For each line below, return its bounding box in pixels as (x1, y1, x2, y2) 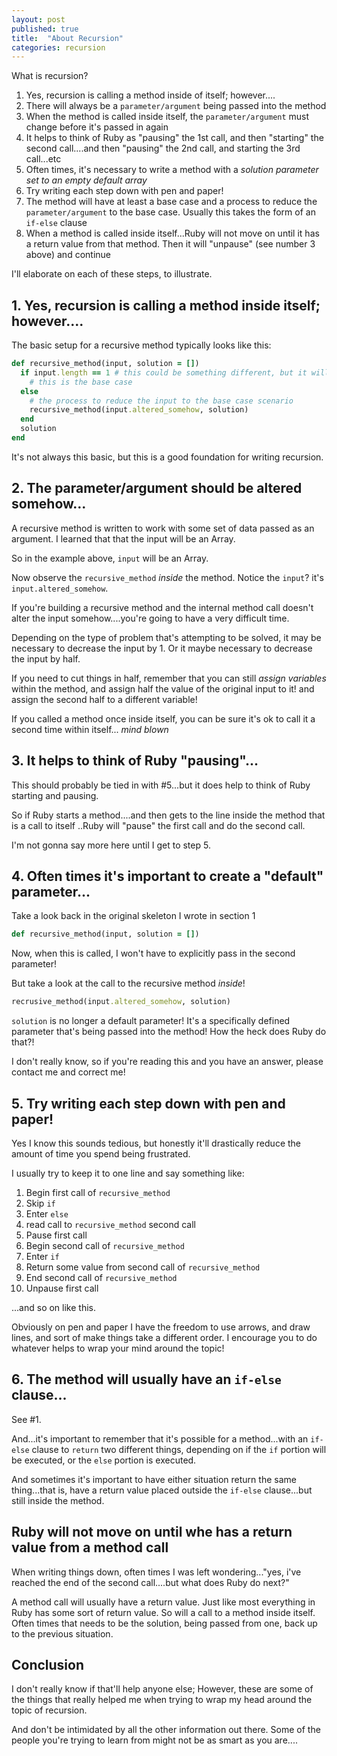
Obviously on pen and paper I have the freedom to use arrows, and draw (11, 1321, 311, 1333)
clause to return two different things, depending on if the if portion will (31, 1443, 327, 1455)
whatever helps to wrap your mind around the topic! (11, 1342, 225, 1354)
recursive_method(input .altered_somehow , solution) (29, 405, 249, 415)
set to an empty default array (25, 174, 148, 186)
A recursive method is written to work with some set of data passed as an (11, 522, 315, 534)
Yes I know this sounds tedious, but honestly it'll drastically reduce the (11, 1137, 301, 1149)
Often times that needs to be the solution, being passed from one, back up (11, 1617, 318, 1629)
